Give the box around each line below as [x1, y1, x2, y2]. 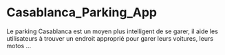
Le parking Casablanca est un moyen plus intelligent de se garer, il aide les [6, 27, 218, 35]
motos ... [6, 41, 32, 50]
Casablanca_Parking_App [6, 5, 158, 20]
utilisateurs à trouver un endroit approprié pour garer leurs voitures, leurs [6, 34, 214, 42]
